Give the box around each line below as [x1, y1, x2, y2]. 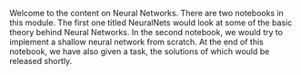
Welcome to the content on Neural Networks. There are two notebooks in [9, 8, 285, 18]
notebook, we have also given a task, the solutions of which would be [9, 46, 270, 57]
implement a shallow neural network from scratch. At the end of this [9, 36, 264, 47]
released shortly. [9, 56, 73, 66]
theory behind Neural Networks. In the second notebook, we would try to [9, 27, 284, 37]
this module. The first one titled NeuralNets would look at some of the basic [9, 17, 293, 28]
